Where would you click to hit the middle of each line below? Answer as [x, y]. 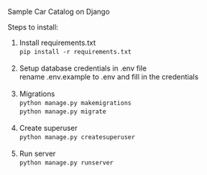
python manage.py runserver [66, 163]
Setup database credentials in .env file [83, 68]
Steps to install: [33, 27]
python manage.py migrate [62, 112]
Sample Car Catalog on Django [59, 12]
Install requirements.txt [57, 43]
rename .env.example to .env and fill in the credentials [109, 77]
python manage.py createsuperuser [77, 137]
